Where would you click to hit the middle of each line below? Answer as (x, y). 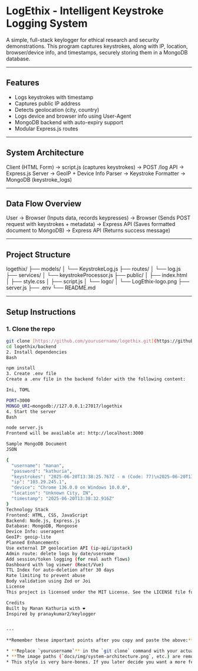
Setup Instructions (41, 312)
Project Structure (38, 255)
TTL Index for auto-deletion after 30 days (60, 570)
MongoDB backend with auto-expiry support (69, 122)
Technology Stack (27, 509)
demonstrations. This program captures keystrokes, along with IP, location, (97, 46)
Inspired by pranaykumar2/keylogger (51, 614)
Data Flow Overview (44, 203)
